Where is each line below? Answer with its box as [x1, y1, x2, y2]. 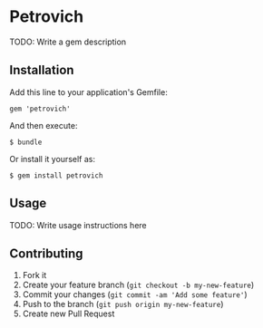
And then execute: [9, 120, 78, 130]
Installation [9, 63, 74, 78]
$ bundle [9, 138, 43, 147]
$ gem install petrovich [9, 170, 103, 180]
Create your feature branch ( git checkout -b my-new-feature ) [22, 279, 255, 291]
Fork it [22, 270, 47, 281]
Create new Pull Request [22, 308, 115, 319]
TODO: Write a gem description [9, 36, 127, 47]
